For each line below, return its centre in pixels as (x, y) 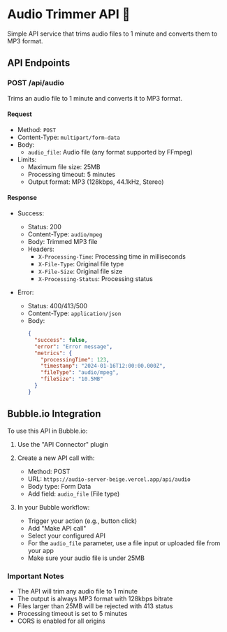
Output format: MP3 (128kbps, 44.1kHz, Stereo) (96, 182)
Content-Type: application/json (74, 313)
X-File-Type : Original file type (81, 264)
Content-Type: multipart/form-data (69, 137)
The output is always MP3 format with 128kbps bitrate (95, 598)
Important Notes (36, 576)
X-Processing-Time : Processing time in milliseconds (112, 257)
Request (20, 114)
